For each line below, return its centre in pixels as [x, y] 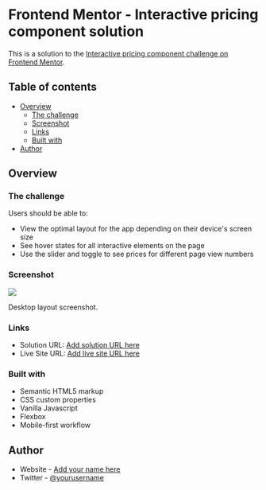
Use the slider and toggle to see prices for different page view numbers [137, 254]
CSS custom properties [58, 400]
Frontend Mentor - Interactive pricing [133, 15]
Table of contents [52, 87]
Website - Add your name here [70, 469]
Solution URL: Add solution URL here [80, 345]
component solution [76, 31]
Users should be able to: [48, 213]
